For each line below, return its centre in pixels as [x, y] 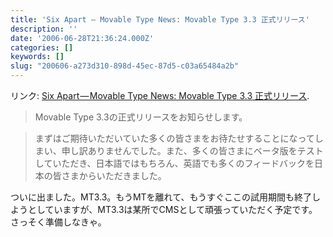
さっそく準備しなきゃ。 [58, 222]
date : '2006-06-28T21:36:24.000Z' [82, 38]
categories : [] [42, 47]
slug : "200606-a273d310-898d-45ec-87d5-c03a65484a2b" [125, 66]
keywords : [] [37, 57]
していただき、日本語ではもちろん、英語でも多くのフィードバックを [174, 163]
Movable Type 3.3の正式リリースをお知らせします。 [141, 117]
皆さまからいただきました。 [109, 175]
